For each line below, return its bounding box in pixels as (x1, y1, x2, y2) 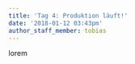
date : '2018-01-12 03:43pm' (8, 19, 103, 27)
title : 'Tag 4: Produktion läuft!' (8, 11, 129, 20)
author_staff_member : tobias (8, 26, 107, 34)
